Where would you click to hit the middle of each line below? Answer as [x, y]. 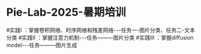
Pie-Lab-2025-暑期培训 [66, 12]
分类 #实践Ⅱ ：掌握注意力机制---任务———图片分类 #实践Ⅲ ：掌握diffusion [100, 37]
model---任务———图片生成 [42, 45]
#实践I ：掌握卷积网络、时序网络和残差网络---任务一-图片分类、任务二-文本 [101, 30]
